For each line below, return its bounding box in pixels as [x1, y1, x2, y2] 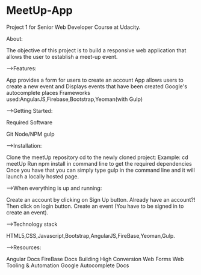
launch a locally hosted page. [6, 172, 79, 180]
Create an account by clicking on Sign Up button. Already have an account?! [6, 196, 196, 203]
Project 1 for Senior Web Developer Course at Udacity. [6, 23, 141, 31]
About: [6, 35, 23, 42]
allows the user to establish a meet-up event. [6, 53, 118, 60]
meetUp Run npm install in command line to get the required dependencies [6, 160, 193, 167]
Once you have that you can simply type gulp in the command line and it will [6, 166, 196, 174]
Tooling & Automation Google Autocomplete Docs [6, 262, 129, 269]
